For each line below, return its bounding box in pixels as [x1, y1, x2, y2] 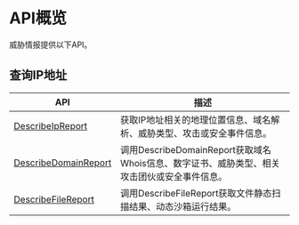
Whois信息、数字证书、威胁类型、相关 [119, 157, 280, 169]
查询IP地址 [9, 68, 68, 83]
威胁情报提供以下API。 [9, 39, 93, 50]
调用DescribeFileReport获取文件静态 [119, 187, 272, 199]
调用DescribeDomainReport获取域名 [119, 143, 271, 156]
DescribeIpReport [13, 119, 88, 132]
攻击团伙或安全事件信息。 [119, 170, 228, 182]
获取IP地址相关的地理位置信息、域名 [119, 113, 271, 125]
